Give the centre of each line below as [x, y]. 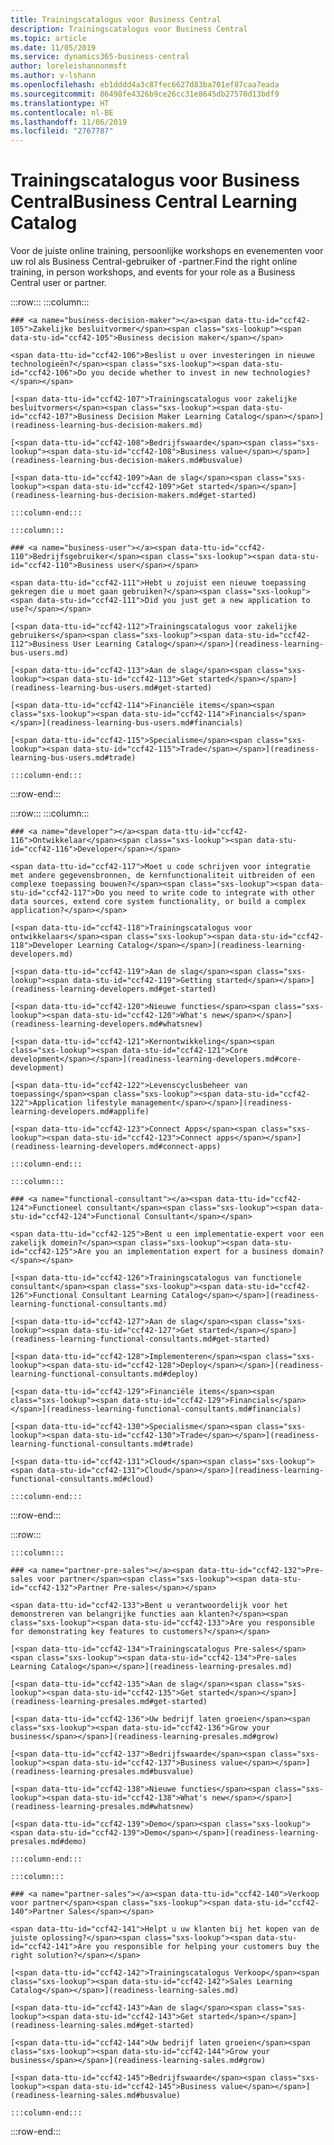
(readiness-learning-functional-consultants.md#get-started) [140, 1339]
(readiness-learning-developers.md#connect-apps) [116, 1147]
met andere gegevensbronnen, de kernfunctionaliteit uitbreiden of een [162, 876]
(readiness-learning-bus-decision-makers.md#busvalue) [127, 461]
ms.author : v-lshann [53, 76]
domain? [308, 1252]
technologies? [281, 373]
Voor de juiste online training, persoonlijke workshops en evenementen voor [167, 251]
